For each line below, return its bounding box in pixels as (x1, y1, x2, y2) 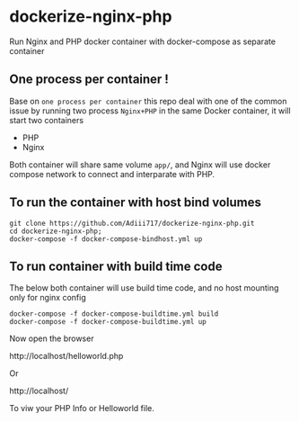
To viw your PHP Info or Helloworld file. (9, 403, 155, 414)
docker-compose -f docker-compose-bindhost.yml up (9, 234, 203, 244)
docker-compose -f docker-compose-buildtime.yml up (9, 318, 207, 327)
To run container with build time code (9, 258, 223, 274)
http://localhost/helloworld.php (9, 351, 124, 362)
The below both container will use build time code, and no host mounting (9, 283, 279, 293)
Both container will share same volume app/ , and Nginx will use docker (9, 159, 271, 170)
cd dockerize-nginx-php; (9, 227, 102, 236)
